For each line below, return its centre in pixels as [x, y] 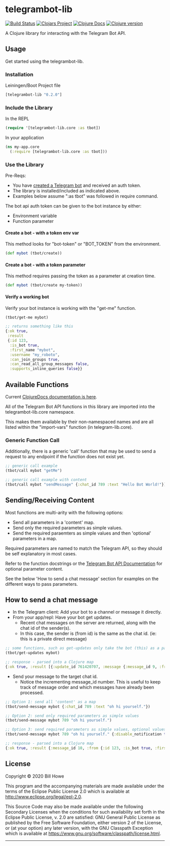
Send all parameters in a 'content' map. [54, 522]
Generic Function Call [32, 440]
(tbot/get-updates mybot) [32, 653]
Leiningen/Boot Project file [33, 86]
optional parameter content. [34, 569]
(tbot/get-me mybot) [27, 317]
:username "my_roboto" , [35, 355]
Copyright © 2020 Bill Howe [35, 776]
